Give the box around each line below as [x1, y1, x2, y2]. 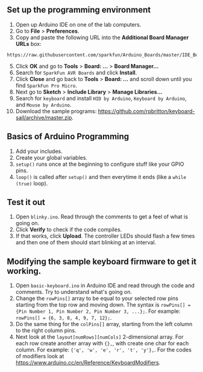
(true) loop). [15, 180, 48, 187]
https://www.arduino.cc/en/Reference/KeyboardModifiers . [15, 359, 161, 367]
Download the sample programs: [15, 107, 97, 114]
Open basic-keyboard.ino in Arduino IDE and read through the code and [15, 282, 195, 289]
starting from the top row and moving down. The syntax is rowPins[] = [15, 301, 191, 308]
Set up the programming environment [7, 5, 151, 15]
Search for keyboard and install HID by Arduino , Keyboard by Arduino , [15, 94, 187, 102]
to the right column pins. [15, 327, 77, 334]
